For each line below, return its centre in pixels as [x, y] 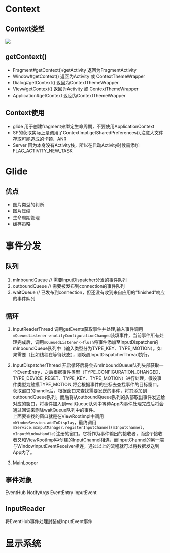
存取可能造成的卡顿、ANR [40, 139]
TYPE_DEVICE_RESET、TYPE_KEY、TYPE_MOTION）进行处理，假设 [85, 378]
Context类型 [25, 29]
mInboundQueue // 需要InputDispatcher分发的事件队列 [70, 280]
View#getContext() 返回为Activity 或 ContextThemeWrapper [75, 89]
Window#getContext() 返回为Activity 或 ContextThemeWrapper [79, 76]
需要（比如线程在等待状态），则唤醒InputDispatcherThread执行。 [84, 355]
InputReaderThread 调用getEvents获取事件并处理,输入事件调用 [78, 329]
